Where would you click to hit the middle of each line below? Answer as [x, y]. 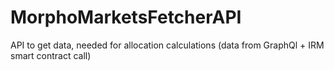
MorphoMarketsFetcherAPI [126, 17]
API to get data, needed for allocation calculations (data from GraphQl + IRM [167, 45]
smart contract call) [51, 55]
